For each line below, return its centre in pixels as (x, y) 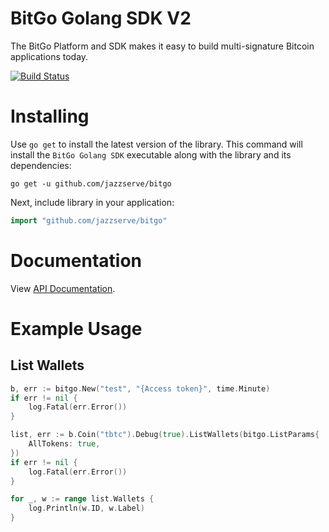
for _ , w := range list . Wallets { (82, 499)
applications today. (49, 56)
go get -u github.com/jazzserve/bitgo (91, 183)
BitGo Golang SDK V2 (101, 18)
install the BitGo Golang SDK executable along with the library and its (151, 154)
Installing (50, 116)
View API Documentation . (63, 288)
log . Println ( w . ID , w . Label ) (86, 508)
